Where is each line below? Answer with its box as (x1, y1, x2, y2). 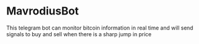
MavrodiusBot (6, 4, 79, 18)
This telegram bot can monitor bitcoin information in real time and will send (6, 24, 194, 31)
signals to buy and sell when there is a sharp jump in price (6, 30, 152, 37)
